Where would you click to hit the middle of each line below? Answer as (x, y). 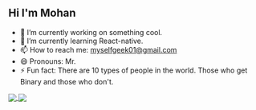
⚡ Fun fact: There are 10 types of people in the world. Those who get (134, 70)
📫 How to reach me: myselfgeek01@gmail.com (98, 49)
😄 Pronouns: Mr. (48, 61)
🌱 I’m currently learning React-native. (81, 41)
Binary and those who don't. (67, 81)
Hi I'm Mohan (42, 13)
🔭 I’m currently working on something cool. (91, 32)
